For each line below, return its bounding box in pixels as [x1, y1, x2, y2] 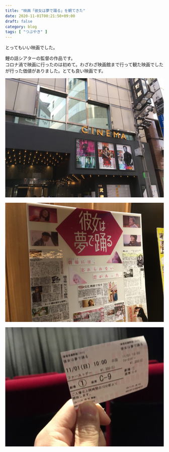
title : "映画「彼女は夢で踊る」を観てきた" [5, 8, 86, 13]
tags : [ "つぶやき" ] [5, 29, 48, 35]
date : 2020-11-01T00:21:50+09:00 [5, 13, 75, 19]
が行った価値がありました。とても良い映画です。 [5, 68, 106, 74]
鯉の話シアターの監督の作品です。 [5, 55, 75, 62]
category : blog [5, 24, 37, 29]
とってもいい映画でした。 [5, 44, 58, 50]
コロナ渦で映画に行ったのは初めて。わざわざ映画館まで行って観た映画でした [5, 62, 163, 68]
